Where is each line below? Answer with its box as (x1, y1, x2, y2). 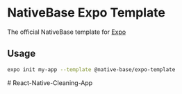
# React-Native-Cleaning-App (7, 78, 93, 87)
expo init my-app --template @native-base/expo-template (7, 66, 176, 73)
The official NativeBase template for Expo (7, 28, 126, 36)
